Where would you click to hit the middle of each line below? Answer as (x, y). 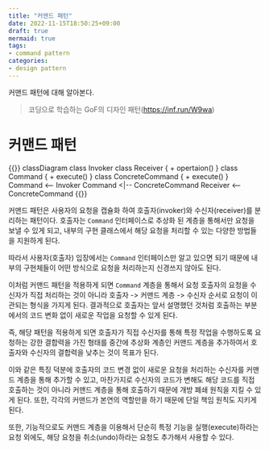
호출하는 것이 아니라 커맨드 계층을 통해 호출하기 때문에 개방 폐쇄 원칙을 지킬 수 (131, 390)
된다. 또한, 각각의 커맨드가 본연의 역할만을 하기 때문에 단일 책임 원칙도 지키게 (137, 399)
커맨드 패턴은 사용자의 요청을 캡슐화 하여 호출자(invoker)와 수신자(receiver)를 (130, 210)
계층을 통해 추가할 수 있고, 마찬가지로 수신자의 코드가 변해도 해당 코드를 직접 (136, 379)
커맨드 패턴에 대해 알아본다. (52, 92)
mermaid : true (32, 38)
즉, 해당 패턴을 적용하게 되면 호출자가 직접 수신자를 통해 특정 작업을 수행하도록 (131, 332)
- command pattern (39, 53)
